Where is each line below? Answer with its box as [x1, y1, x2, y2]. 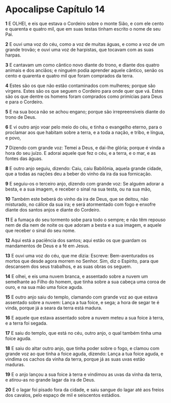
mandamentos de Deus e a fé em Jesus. [5, 243, 90, 249]
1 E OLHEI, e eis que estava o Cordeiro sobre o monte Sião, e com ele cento [5, 20, 164, 26]
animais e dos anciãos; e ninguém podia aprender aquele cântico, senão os [5, 67, 164, 73]
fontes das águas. [5, 155, 43, 162]
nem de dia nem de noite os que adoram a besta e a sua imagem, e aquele [5, 222, 162, 228]
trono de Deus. [5, 114, 37, 120]
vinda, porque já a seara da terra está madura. [5, 305, 103, 311]
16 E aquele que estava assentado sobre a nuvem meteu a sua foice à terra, [5, 314, 164, 320]
